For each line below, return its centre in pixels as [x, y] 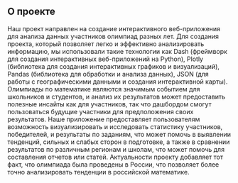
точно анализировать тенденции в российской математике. [98, 172]
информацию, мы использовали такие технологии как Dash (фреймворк [117, 51]
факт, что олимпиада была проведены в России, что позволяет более [113, 164]
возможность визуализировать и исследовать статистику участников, [115, 126]
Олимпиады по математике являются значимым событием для [104, 89]
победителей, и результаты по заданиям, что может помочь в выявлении [119, 134]
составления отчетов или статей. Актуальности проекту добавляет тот [115, 157]
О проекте [31, 12]
